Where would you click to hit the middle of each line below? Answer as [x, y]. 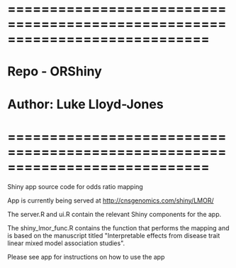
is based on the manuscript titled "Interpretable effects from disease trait [114, 235]
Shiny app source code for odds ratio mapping [75, 186]
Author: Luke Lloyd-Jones [86, 104]
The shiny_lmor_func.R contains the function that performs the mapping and [118, 227]
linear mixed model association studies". [66, 243]
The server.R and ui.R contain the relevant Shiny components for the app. [114, 214]
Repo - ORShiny [55, 71]
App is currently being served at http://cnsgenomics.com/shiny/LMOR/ [111, 200]
